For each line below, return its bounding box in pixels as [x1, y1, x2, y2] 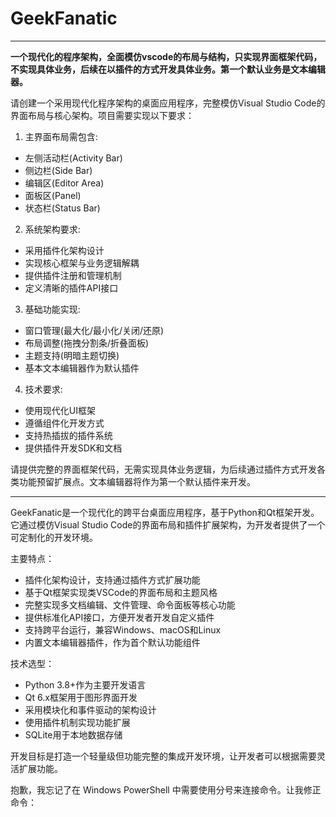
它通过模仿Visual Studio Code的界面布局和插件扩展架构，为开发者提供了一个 [10, 518, 326, 531]
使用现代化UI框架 [24, 404, 96, 416]
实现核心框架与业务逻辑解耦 [24, 257, 140, 269]
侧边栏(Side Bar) [24, 164, 93, 176]
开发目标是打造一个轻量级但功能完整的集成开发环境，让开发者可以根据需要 [10, 750, 317, 762]
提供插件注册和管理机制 [24, 269, 122, 281]
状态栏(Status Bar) [24, 202, 101, 214]
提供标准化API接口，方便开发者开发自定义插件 [24, 611, 215, 623]
